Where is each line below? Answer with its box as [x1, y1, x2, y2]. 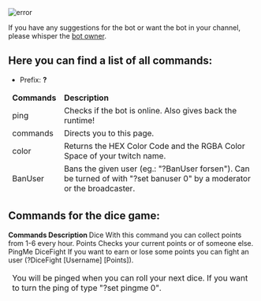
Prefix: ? [19, 75, 47, 84]
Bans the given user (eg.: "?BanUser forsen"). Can [64, 163, 250, 174]
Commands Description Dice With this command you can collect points [8, 230, 242, 240]
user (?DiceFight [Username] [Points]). [8, 255, 134, 265]
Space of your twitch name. [64, 150, 166, 161]
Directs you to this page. [64, 128, 155, 139]
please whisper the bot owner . [8, 32, 106, 40]
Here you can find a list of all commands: [8, 54, 213, 68]
